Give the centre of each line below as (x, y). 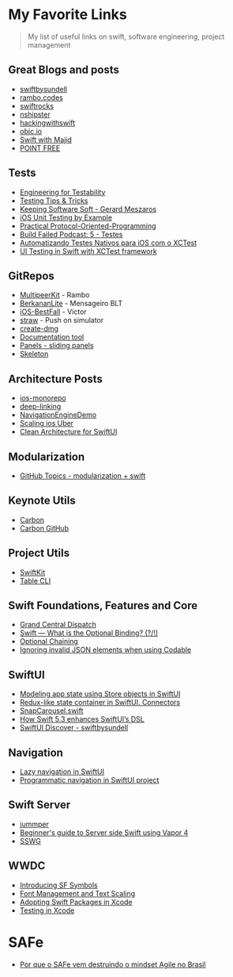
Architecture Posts (55, 379)
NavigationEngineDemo (58, 415)
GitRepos (32, 276)
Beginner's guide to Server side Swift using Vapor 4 (104, 832)
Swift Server (39, 805)
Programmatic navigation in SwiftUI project (89, 780)
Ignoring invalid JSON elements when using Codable (105, 650)
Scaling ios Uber (46, 423)
